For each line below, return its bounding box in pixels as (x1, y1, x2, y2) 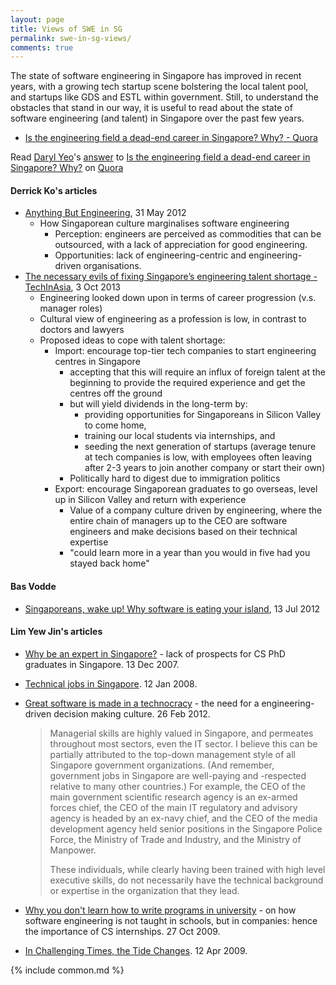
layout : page (10, 14, 65, 25)
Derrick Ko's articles (10, 184, 98, 196)
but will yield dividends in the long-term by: (69, 398, 248, 410)
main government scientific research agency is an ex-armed (49, 791, 298, 803)
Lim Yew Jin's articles (10, 626, 103, 638)
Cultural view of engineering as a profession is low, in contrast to (39, 313, 307, 325)
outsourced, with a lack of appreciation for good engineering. (54, 239, 308, 251)
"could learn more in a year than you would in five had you (69, 547, 311, 559)
